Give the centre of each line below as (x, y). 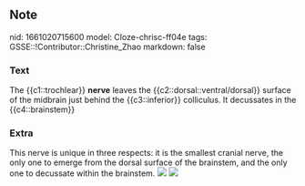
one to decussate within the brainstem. (82, 173)
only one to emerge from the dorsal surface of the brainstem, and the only (149, 162)
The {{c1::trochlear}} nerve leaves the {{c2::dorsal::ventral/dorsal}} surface (150, 90)
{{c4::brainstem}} (42, 109)
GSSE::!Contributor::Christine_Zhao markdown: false (108, 46)
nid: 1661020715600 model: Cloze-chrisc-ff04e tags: (108, 36)
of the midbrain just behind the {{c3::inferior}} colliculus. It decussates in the (153, 100)
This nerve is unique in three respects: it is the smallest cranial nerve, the (147, 153)
